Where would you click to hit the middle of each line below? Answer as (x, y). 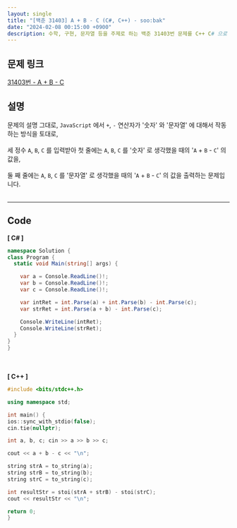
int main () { (26, 415)
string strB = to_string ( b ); (50, 473)
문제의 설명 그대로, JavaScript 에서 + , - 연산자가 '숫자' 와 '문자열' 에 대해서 (110, 125)
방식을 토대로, (39, 133)
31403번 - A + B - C (36, 83)
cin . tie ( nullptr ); (34, 428)
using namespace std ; (39, 402)
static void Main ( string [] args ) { (66, 264)
